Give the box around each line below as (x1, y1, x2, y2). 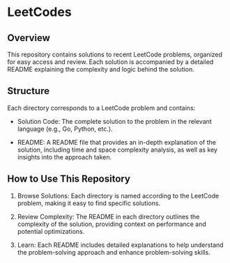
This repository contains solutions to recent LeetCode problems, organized (7, 50, 223, 58)
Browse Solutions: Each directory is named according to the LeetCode (17, 191, 220, 200)
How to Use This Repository (7, 173, 131, 185)
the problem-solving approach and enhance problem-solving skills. (17, 248, 210, 256)
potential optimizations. (17, 227, 85, 235)
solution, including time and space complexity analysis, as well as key (17, 145, 218, 154)
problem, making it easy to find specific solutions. (17, 199, 161, 207)
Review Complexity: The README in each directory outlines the (17, 212, 200, 221)
